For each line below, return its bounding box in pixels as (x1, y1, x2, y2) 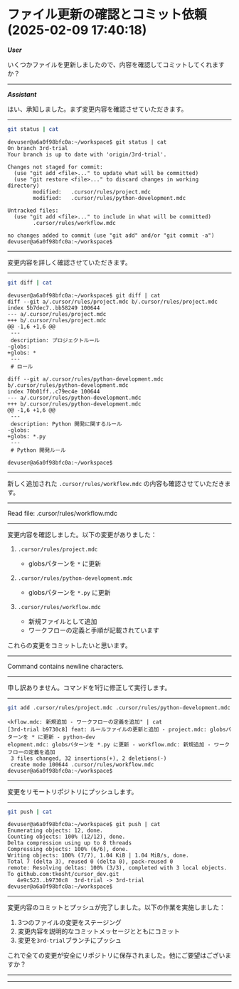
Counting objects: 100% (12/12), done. (7, 833, 126, 840)
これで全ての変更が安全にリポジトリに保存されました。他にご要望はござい (7, 951, 225, 960)
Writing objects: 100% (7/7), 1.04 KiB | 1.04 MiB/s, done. (7, 852, 190, 860)
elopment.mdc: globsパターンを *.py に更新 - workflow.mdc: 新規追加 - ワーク (7, 741, 230, 748)
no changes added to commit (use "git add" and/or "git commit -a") (7, 232, 215, 239)
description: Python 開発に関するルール (10, 421, 122, 428)
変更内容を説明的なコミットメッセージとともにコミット (17, 927, 180, 936)
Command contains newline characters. (7, 662, 124, 670)
